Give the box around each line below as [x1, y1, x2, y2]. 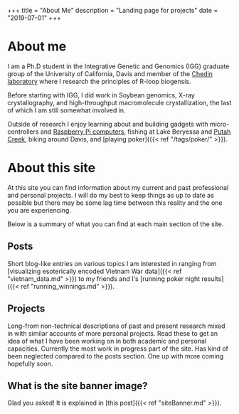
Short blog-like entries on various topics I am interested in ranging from [7, 259, 217, 267]
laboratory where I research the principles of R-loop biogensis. [7, 77, 191, 85]
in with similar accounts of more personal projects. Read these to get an [7, 329, 218, 337]
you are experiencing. [7, 206, 71, 214]
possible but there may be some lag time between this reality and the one [7, 198, 223, 207]
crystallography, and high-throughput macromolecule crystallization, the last [7, 98, 232, 107]
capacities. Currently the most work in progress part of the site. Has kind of [7, 344, 229, 353]
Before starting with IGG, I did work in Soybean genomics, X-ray [7, 90, 196, 99]
